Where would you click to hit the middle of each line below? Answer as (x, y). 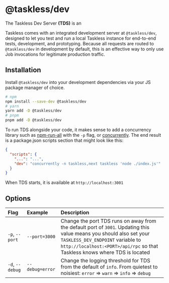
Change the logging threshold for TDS (106, 261)
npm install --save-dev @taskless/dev (46, 102)
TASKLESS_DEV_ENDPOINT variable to (101, 240)
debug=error (41, 269)
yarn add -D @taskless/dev (33, 111)
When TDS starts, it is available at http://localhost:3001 (64, 182)
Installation (23, 70)
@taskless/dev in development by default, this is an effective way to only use (84, 49)
